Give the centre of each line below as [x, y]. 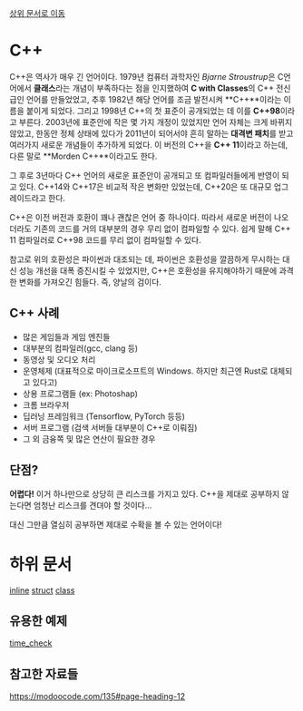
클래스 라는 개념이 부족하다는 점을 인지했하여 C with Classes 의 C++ [154, 88]
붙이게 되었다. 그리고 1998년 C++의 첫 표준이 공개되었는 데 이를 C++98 [153, 111]
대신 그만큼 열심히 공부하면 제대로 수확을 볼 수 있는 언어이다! [116, 524]
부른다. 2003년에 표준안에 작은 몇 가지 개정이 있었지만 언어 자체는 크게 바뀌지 [156, 122]
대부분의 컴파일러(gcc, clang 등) [80, 348]
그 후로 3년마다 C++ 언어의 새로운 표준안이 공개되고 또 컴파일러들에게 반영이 [145, 175]
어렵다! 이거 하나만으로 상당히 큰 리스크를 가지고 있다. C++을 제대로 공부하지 [145, 493]
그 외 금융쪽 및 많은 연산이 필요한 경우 [89, 439]
